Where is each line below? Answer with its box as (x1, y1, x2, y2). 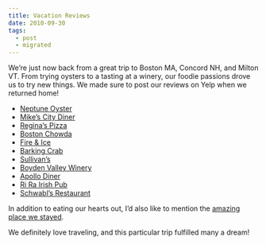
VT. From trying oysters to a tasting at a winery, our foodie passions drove (8, 72, 251, 81)
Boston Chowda (19, 129, 73, 139)
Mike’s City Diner (19, 112, 75, 122)
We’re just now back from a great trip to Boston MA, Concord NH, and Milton (8, 63, 259, 72)
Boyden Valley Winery (19, 163, 92, 173)
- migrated (15, 41, 52, 49)
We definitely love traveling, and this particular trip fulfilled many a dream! (8, 227, 250, 237)
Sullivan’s (19, 154, 51, 164)
